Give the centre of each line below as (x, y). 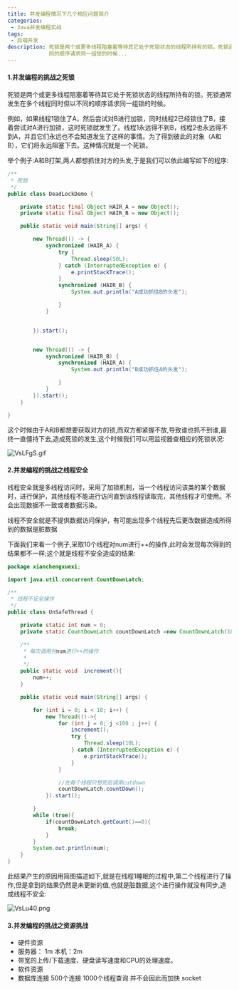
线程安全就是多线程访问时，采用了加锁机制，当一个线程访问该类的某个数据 (116, 487)
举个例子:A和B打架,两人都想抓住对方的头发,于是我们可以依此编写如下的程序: (118, 160)
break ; (68, 828)
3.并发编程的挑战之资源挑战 (48, 925)
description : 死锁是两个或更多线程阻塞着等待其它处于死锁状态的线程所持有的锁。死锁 (118, 47)
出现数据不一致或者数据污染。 (57, 505)
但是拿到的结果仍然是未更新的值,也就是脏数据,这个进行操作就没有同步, (118, 885)
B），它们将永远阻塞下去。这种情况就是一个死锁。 (80, 145)
